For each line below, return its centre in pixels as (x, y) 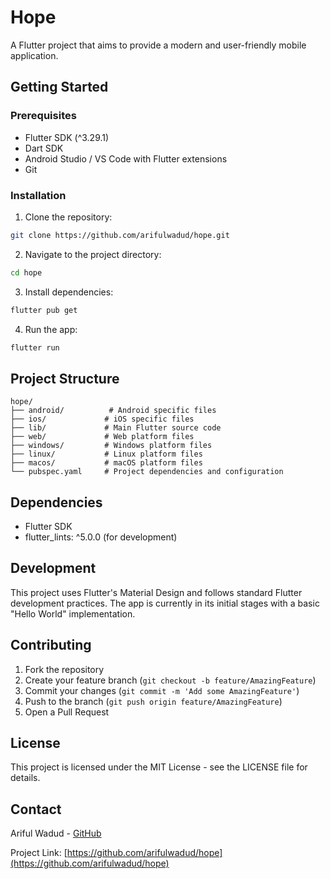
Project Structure (65, 378)
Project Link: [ (39, 853)
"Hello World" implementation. (73, 613)
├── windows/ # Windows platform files (111, 446)
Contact (36, 809)
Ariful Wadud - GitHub (56, 833)
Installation (38, 195)
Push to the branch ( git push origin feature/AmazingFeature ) (153, 701)
